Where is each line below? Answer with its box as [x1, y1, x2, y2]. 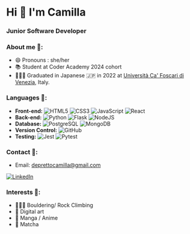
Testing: [14, 133, 37, 140]
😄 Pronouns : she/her [14, 56, 70, 64]
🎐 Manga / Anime [14, 214, 58, 221]
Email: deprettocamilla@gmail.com [14, 161, 101, 169]
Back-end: [14, 113, 42, 121]
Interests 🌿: [6, 188, 41, 196]
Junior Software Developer [6, 27, 87, 35]
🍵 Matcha [14, 221, 39, 228]
